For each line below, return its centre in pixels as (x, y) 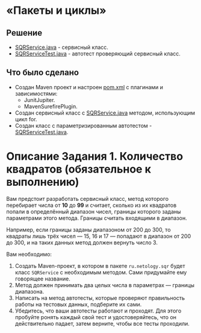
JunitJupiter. (39, 100)
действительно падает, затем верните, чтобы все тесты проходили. (102, 323)
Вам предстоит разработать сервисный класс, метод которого (88, 198)
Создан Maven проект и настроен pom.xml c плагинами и (89, 87)
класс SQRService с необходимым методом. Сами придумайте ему (101, 272)
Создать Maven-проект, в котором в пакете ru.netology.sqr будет (100, 265)
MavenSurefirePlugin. (51, 106)
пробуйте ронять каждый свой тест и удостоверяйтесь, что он (95, 317)
